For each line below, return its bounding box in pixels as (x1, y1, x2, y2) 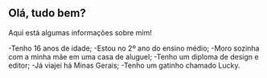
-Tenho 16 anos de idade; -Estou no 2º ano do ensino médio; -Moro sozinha (8, 43, 260, 53)
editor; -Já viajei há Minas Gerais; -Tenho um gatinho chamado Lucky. (8, 60, 240, 70)
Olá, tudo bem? (8, 6, 86, 20)
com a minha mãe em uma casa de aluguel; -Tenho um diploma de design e (8, 51, 259, 61)
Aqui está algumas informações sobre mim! (8, 27, 153, 37)
